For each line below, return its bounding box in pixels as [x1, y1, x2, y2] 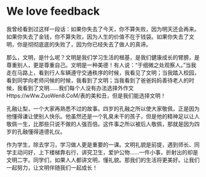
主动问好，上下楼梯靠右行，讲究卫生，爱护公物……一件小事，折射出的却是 [11, 148, 199, 156]
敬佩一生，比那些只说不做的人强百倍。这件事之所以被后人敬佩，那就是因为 [6, 120, 194, 127]
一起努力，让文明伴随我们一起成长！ [6, 164, 98, 171]
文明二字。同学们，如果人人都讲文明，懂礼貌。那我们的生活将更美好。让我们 [6, 156, 200, 164]
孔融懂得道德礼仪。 [17, 127, 66, 135]
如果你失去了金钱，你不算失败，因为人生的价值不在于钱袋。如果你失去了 [6, 32, 189, 40]
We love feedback [6, 4, 100, 18]
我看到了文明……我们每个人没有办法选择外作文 [17, 84, 134, 91]
